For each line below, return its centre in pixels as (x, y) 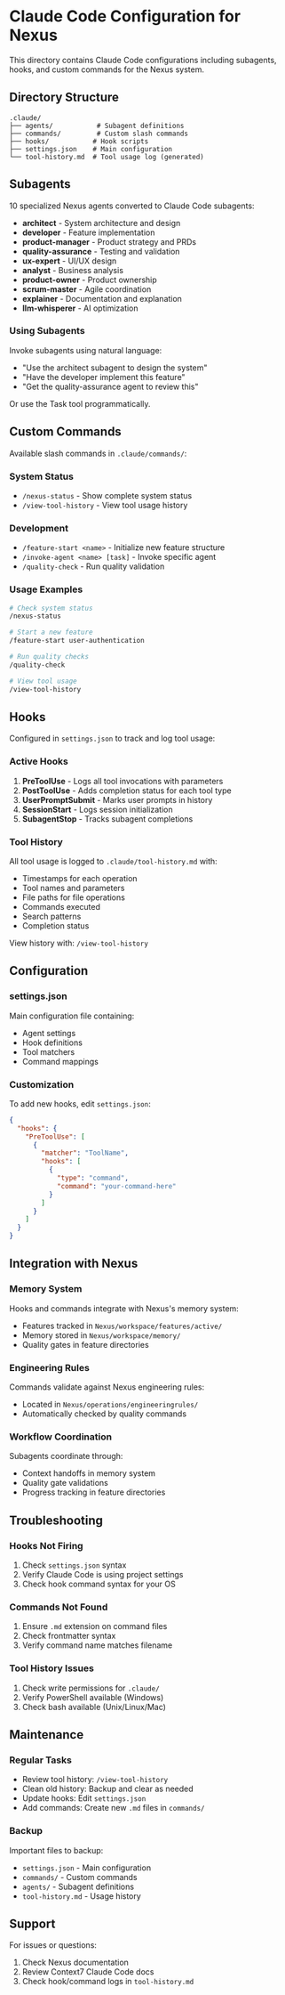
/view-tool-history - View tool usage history (105, 505)
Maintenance (47, 1735)
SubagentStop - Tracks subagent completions (107, 819)
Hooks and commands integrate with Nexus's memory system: (124, 1308)
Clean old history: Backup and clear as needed (107, 1789)
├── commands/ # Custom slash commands (99, 134)
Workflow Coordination (61, 1437)
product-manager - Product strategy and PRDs (109, 241)
